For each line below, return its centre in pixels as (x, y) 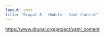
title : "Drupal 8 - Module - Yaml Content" (52, 15)
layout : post (19, 10)
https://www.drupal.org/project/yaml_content (52, 29)
